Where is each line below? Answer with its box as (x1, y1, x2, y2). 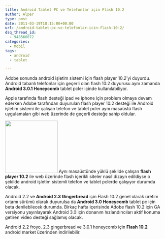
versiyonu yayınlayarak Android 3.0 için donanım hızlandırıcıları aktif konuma (5, 209, 161, 215)
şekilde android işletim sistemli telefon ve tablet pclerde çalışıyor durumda (5, 179, 156, 185)
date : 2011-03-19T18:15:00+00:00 (5, 21, 74, 26)
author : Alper (5, 12, 34, 17)
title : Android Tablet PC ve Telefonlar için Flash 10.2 (5, 7, 125, 12)
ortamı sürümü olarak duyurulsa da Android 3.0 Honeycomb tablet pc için (5, 199, 156, 205)
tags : (5, 48, 16, 53)
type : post (5, 16, 28, 21)
